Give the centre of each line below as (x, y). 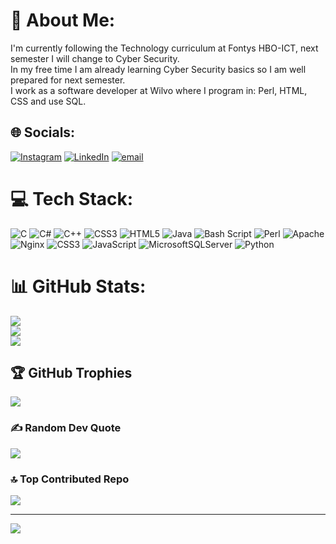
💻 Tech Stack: (72, 198)
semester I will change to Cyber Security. (95, 58)
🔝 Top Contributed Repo (70, 479)
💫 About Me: (63, 20)
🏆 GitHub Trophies (71, 373)
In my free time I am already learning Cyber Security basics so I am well (158, 69)
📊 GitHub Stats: (78, 286)
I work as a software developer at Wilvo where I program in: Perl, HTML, (159, 90)
